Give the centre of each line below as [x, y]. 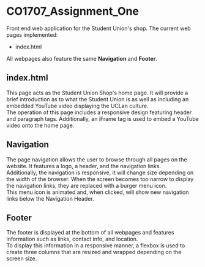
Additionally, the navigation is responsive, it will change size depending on [100, 172]
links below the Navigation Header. [50, 198]
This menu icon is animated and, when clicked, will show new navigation [98, 192]
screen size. [22, 258]
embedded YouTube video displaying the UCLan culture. [77, 106]
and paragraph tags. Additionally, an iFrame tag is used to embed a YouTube [102, 118]
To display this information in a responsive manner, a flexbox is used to [96, 246]
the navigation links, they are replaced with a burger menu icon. [87, 185]
